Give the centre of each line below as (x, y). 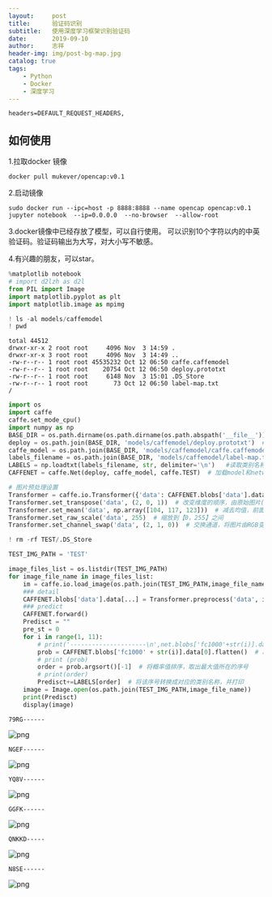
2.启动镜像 (26, 193)
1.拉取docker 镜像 (38, 161)
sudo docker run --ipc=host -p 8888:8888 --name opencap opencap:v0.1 (130, 208)
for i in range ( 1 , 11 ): (63, 637)
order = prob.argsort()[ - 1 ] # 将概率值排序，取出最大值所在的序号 (143, 667)
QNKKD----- (27, 839)
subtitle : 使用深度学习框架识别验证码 (70, 31)
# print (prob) (63, 659)
